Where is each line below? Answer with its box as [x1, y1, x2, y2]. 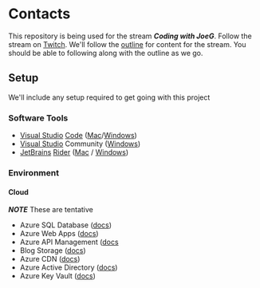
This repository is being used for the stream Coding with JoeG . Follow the [8, 31, 253, 41]
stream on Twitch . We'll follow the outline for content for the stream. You [8, 39, 246, 49]
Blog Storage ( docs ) [19, 246, 86, 255]
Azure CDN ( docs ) [19, 254, 81, 264]
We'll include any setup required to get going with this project [8, 93, 211, 102]
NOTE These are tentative [8, 205, 93, 215]
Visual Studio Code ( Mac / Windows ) [19, 131, 137, 140]
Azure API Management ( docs [19, 237, 119, 247]
